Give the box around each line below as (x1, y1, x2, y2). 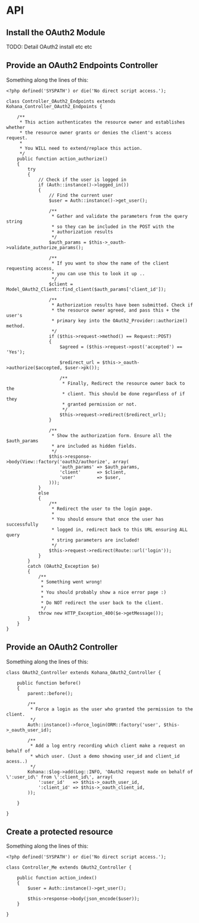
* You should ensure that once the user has (51, 516, 164, 522)
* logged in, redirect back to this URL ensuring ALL (51, 527, 188, 533)
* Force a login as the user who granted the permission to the (30, 706, 194, 712)
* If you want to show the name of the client (51, 260, 169, 266)
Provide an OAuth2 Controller (6, 642, 118, 653)
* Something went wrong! (41, 579, 102, 585)
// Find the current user (48, 192, 113, 198)
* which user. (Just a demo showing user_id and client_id (30, 753, 180, 759)
